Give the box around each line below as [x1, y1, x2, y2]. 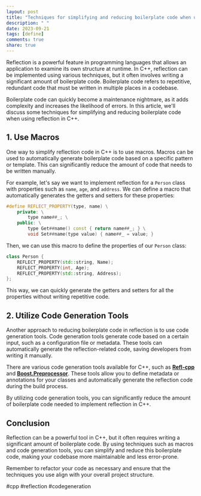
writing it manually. [6, 352, 53, 359]
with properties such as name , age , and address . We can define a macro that [6, 185, 191, 193]
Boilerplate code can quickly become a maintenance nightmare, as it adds [6, 95, 188, 103]
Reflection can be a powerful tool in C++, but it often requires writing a [6, 434, 181, 441]
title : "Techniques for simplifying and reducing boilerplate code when [6, 14, 191, 20]
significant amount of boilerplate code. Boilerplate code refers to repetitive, [6, 77, 191, 85]
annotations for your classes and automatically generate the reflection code [6, 376, 193, 384]
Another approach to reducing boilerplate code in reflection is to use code [6, 326, 189, 333]
